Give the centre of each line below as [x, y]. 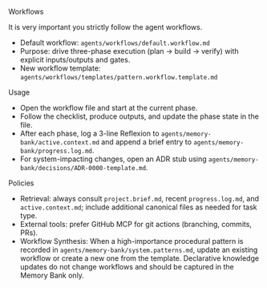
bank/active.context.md [60, 143]
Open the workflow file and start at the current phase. [109, 108]
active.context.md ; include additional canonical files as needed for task [138, 207]
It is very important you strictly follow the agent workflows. [105, 27]
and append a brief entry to [147, 142]
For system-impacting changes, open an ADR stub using [113, 159]
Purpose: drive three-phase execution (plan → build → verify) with [129, 51]
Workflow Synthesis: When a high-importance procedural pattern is [131, 241]
